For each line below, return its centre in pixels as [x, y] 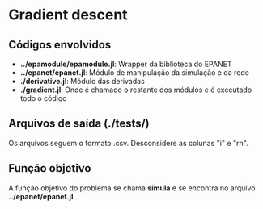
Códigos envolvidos [60, 45]
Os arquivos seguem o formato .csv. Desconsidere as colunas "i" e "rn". [128, 143]
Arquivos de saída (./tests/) [79, 124]
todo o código [43, 98]
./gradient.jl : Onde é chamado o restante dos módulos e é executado [136, 90]
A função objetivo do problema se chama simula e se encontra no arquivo [132, 188]
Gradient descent [68, 15]
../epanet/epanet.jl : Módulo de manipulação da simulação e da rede [134, 73]
